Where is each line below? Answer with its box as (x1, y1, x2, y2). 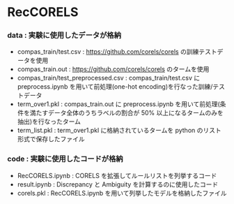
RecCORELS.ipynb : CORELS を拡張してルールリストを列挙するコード (17, 171, 217, 180)
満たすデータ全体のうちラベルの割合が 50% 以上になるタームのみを (29, 109, 224, 117)
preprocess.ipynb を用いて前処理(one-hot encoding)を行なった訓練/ (17, 82, 213, 91)
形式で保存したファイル (17, 135, 85, 143)
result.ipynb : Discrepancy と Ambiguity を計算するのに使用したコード (17, 180, 219, 189)
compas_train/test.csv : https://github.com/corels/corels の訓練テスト (17, 48, 217, 56)
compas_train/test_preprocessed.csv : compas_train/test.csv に (17, 74, 201, 82)
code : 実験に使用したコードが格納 (7, 154, 123, 164)
